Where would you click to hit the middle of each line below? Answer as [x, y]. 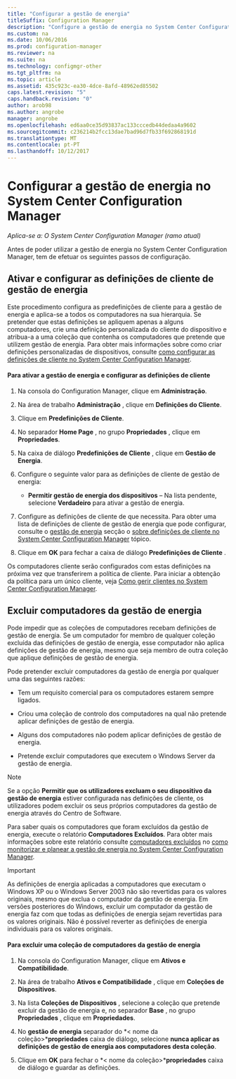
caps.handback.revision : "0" [50, 99]
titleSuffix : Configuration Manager [61, 20]
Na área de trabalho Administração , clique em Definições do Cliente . [119, 404]
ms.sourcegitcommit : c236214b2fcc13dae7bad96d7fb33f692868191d [102, 132]
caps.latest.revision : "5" [47, 92]
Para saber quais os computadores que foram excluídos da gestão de [108, 827]
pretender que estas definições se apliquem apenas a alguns [96, 322]
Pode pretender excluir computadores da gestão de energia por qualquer [113, 671]
